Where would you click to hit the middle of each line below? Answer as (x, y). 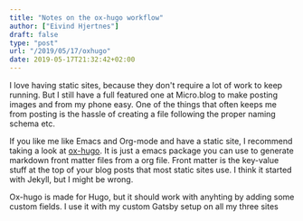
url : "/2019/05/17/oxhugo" (60, 51)
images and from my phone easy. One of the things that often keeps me (143, 104)
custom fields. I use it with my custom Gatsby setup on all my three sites (144, 207)
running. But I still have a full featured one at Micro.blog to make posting (144, 95)
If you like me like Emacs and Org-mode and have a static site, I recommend (151, 141)
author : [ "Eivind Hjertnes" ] (64, 26)
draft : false (34, 34)
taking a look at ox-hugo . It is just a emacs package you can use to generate (151, 151)
